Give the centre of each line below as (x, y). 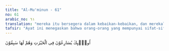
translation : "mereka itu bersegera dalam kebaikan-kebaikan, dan (76, 24)
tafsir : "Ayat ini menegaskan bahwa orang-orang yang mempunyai (74, 28)
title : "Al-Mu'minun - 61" (33, 10)
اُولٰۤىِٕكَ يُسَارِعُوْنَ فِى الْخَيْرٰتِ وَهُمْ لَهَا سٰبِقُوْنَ (48, 42)
